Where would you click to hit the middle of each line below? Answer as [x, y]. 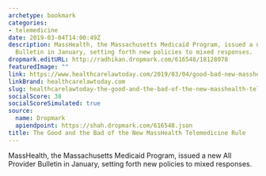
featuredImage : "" [38, 67]
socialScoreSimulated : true [55, 103]
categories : [28, 23]
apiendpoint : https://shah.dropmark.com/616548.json [104, 125]
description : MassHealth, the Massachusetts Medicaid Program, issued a [131, 45]
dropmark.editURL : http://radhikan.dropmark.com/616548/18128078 [118, 60]
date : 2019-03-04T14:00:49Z [55, 37]
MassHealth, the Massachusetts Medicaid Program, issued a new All [120, 155]
